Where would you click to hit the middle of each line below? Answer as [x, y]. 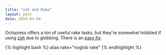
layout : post [19, 14]
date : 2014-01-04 [23, 19]
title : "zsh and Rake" [28, 10]
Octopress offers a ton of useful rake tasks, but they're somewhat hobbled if [83, 33]
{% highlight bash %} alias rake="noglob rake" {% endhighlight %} [73, 48]
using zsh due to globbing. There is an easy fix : [54, 38]
